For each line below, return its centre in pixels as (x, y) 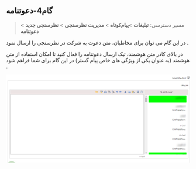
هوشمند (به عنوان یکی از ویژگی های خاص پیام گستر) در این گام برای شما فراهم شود (98, 60)
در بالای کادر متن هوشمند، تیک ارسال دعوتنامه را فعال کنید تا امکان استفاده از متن (94, 54)
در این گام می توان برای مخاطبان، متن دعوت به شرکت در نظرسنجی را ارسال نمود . (97, 42)
